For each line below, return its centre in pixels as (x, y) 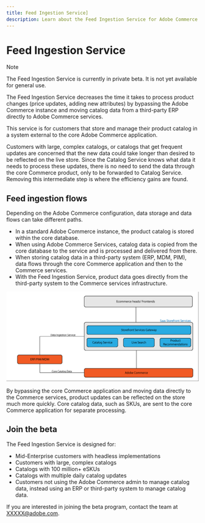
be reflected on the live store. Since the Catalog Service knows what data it (101, 160)
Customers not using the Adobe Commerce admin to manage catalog (103, 482)
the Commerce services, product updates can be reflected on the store (96, 397)
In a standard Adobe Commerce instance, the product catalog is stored (104, 231)
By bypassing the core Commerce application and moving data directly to (99, 391)
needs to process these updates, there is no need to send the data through (100, 166)
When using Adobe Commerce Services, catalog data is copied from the (106, 245)
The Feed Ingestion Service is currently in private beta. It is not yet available (102, 79)
